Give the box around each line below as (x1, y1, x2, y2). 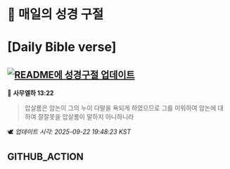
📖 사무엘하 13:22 (7, 89, 54, 97)
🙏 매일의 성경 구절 (7, 6, 104, 23)
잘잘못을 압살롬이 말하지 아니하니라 (37, 113, 134, 121)
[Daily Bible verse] (7, 39, 117, 55)
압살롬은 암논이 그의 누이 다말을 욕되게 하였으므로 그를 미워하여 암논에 (24, 104, 217, 113)
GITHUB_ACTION (7, 151, 84, 163)
